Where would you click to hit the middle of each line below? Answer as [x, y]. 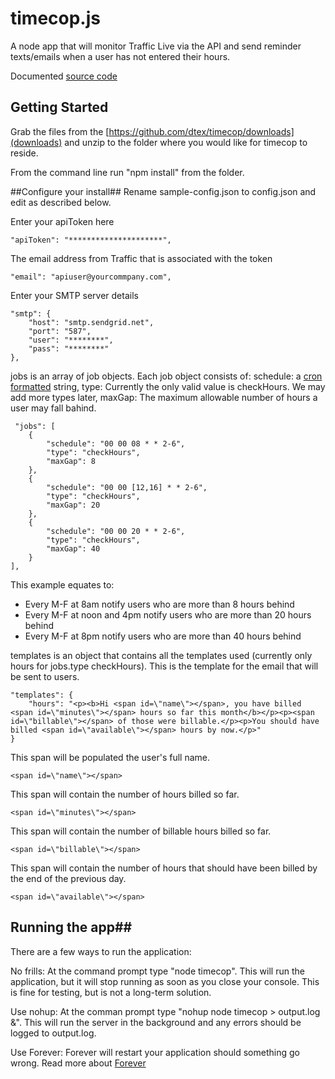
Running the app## [71, 927]
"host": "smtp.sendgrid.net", [91, 322]
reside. [24, 153]
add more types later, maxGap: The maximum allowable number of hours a [164, 397]
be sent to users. [45, 676]
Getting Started [59, 107]
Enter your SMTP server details [74, 295]
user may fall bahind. [53, 408]
